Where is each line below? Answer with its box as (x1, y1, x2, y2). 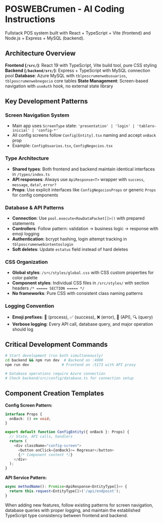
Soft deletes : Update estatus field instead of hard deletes (12, 247, 128, 252)
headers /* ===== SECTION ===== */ (12, 285, 85, 291)
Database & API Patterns (5, 204, 64, 211)
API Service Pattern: (5, 475, 47, 481)
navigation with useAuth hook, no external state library (5, 83, 113, 89)
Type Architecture (5, 155, 49, 162)
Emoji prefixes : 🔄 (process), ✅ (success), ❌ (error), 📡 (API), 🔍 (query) (12, 314, 153, 320)
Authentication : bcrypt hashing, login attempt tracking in (12, 236, 127, 242)
